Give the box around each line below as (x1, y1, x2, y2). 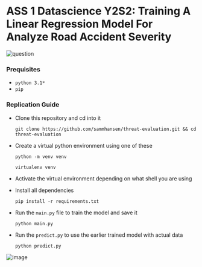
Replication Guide (6, 101, 60, 109)
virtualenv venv (14, 164, 56, 170)
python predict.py (14, 243, 62, 249)
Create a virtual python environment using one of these (14, 142, 153, 149)
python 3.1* (14, 80, 45, 86)
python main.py (14, 220, 54, 226)
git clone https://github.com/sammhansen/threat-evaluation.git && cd (14, 126, 197, 132)
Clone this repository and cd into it (14, 114, 101, 122)
